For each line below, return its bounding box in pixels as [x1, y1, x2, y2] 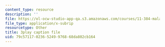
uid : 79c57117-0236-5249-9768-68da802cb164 [5, 35, 96, 40]
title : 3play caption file [5, 30, 60, 35]
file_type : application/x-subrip [5, 21, 74, 26]
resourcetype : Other [5, 25, 48, 30]
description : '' [5, 12, 38, 17]
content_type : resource [5, 7, 54, 12]
